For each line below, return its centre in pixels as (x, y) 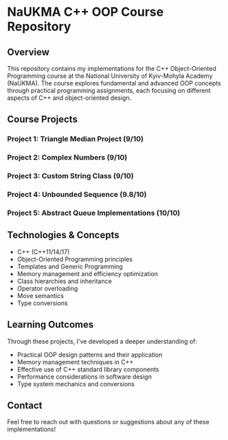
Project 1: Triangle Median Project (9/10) (76, 139)
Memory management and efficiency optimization (87, 273)
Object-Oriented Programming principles (75, 259)
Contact (25, 406)
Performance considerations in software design (84, 377)
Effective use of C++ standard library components (88, 369)
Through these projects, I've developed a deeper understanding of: (102, 341)
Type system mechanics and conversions (76, 384)
